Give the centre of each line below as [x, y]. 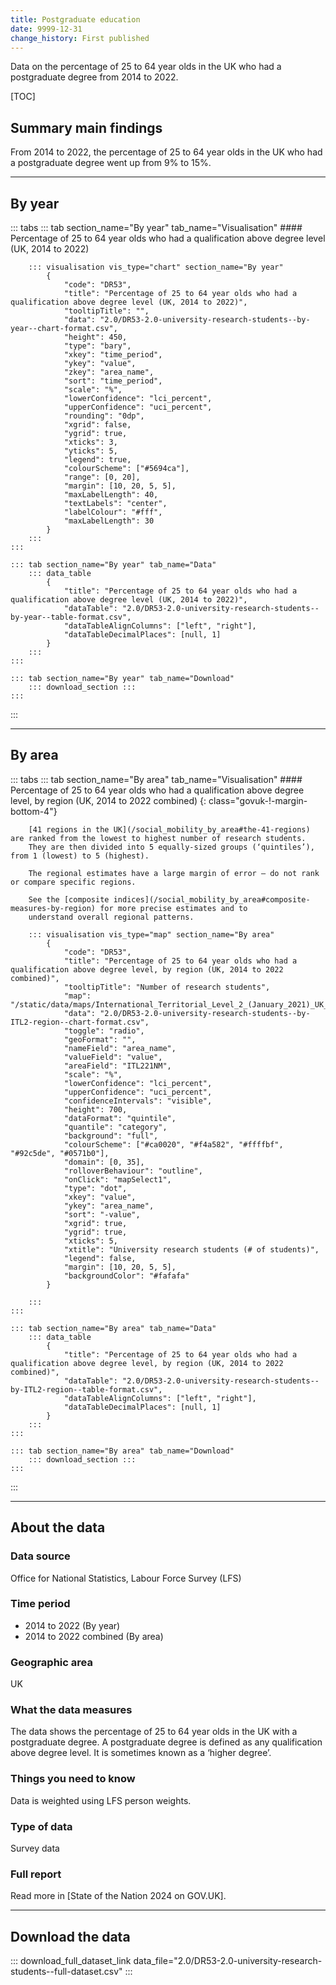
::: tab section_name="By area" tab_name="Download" [122, 1451]
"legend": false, [100, 1258]
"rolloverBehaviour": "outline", [133, 1171]
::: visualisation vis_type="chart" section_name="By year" [156, 267]
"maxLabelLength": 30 [109, 521]
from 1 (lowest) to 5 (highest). [80, 856]
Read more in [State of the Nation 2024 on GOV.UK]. [118, 1896]
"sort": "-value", [102, 1214]
